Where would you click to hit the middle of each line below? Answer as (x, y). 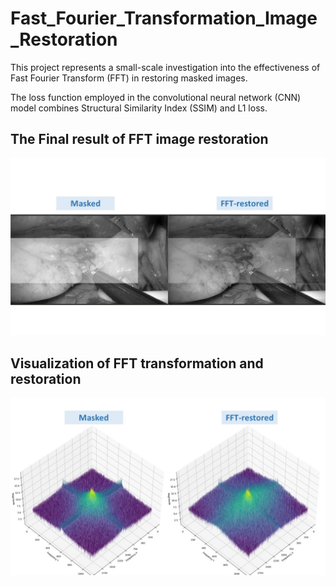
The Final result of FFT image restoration (139, 139)
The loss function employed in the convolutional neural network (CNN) (156, 97)
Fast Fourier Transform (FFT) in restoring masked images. (129, 78)
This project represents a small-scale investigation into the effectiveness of (165, 67)
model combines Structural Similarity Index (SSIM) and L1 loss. (139, 108)
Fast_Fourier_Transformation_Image (164, 18)
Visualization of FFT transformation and (137, 363)
